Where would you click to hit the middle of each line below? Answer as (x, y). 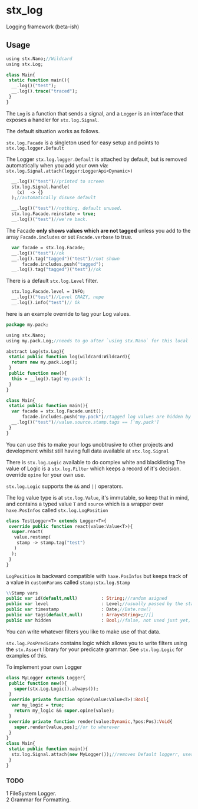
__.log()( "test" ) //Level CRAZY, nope (58, 297)
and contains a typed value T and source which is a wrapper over (85, 504)
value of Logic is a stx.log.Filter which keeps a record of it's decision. (94, 468)
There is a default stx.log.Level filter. (52, 281)
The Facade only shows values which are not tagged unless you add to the (98, 230)
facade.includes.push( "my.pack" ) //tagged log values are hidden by (106, 417)
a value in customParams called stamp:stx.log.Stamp (68, 582)
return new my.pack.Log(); (44, 362)
